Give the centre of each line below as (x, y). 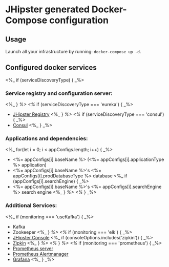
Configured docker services (51, 68)
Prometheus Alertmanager (40, 254)
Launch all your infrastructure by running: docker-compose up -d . (73, 52)
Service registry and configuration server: (59, 93)
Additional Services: (31, 206)
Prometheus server (33, 248)
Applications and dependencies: (47, 138)
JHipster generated (47, 9)
